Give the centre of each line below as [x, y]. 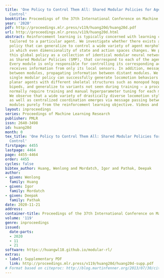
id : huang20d [18, 127]
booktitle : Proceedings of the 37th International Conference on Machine [82, 19]
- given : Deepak [21, 196]
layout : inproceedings [28, 109]
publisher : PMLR [21, 118]
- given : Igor [20, 186]
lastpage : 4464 [20, 150]
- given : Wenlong [23, 178]
